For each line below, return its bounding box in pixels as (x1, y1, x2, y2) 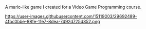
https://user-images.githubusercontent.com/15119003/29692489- (5, 14, 137, 19)
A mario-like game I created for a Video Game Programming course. (5, 4, 142, 10)
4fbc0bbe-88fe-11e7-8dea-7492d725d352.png (5, 19, 100, 24)
